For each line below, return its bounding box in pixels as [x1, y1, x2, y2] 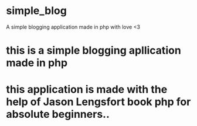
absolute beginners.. [6, 108, 110, 121]
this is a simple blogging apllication [6, 44, 182, 57]
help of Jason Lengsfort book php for [6, 95, 191, 108]
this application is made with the [6, 83, 168, 96]
